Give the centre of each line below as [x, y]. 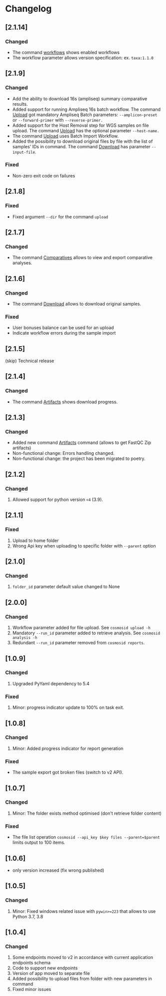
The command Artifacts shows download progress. [65, 402]
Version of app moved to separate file [51, 973]
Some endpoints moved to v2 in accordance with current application [83, 957]
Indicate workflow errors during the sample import [64, 333]
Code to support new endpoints [45, 968]
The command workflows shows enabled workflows [66, 52]
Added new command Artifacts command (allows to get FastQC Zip [82, 443]
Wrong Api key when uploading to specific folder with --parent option [84, 546]
